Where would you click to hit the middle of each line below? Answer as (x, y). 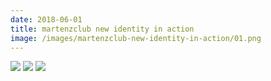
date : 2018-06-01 (46, 19)
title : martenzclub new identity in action (102, 29)
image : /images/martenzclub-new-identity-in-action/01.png (136, 38)
